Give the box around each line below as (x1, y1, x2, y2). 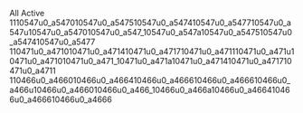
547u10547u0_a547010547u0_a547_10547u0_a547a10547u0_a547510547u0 (9, 27, 292, 37)
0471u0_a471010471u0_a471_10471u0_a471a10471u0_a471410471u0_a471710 (9, 56, 292, 66)
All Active (9, 8, 45, 18)
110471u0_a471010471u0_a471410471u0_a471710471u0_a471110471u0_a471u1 (9, 46, 295, 57)
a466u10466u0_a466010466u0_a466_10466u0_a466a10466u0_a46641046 (9, 85, 291, 95)
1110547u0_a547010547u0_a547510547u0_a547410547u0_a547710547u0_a (9, 17, 292, 28)
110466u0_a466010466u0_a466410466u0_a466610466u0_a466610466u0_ (9, 75, 291, 85)
